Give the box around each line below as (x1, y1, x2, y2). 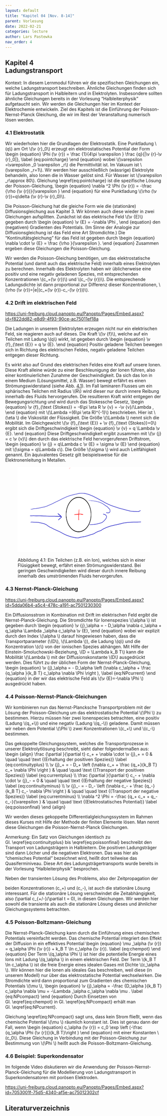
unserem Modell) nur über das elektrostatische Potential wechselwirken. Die (5, 972, 162, 978)
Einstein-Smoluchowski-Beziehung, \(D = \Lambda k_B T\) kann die (5, 648, 144, 655)
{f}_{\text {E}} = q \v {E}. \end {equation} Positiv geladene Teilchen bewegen (5, 341, 163, 347)
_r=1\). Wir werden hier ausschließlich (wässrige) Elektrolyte (30, 167, 154, 173)
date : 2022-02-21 (5, 24, 41, 29)
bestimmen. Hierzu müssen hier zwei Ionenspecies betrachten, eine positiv (5, 715, 160, 721)
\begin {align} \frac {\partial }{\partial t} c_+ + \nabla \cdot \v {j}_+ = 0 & (5, 751, 153, 757)
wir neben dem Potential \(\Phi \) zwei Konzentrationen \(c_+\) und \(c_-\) (5, 725, 156, 731)
